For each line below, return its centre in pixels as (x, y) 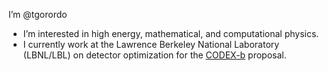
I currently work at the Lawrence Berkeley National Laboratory (151, 44)
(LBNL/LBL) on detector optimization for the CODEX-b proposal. (154, 55)
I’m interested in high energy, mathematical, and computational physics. (171, 33)
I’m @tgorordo (38, 14)
